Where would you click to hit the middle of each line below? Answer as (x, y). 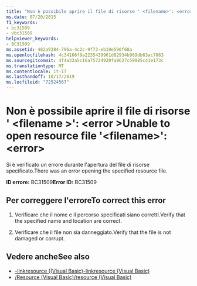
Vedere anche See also (48, 257)
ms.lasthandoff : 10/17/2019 (40, 77)
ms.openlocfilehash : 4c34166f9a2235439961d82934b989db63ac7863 (85, 55)
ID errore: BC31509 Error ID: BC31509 (51, 182)
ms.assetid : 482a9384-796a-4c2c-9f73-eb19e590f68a (69, 50)
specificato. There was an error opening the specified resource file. (87, 171)
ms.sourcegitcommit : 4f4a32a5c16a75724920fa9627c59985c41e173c (85, 60)
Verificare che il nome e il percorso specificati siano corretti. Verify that (100, 215)
